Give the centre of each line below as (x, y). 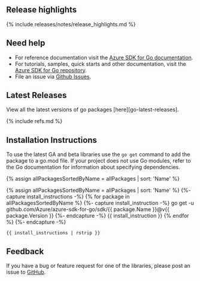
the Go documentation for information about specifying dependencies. (93, 167)
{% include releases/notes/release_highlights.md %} (71, 24)
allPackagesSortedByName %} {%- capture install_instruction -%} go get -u (100, 203)
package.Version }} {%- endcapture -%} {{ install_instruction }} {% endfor (98, 216)
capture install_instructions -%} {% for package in (68, 197)
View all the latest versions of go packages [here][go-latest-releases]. (93, 109)
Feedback (25, 251)
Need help (26, 43)
